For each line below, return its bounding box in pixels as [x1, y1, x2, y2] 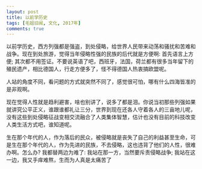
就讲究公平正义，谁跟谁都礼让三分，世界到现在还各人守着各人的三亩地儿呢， [6, 106, 196, 113]
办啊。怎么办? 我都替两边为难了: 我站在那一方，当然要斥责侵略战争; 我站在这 [6, 149, 196, 156]
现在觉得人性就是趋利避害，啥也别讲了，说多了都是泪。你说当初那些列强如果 [6, 99, 196, 106]
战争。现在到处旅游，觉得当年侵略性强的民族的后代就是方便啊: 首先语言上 [6, 51, 188, 58]
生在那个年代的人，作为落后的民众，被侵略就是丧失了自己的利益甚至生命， [6, 134, 191, 141]
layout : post [6, 8, 39, 15]
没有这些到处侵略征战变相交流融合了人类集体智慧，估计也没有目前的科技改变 [6, 114, 196, 121]
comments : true [6, 25, 44, 32]
